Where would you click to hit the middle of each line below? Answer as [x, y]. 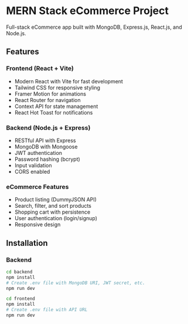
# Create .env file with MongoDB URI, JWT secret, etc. [76, 283]
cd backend [19, 272]
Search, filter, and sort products [53, 206]
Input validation [33, 165]
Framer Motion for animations [50, 94]
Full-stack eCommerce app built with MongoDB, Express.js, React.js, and [94, 27]
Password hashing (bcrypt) [47, 159]
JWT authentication [38, 153]
